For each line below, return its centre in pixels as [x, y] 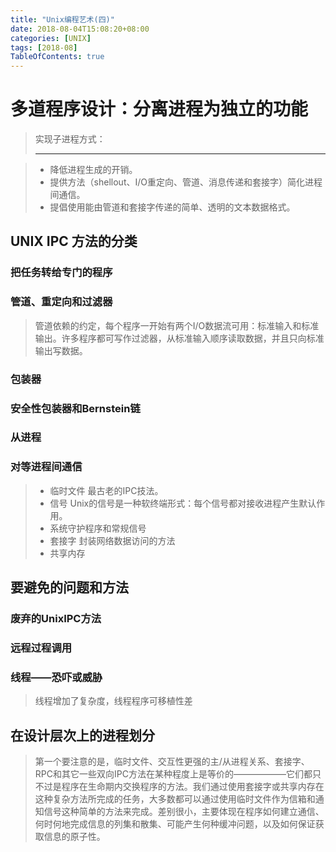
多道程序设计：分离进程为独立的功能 [159, 109]
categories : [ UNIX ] [51, 38]
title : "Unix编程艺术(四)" [62, 19]
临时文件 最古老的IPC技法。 [106, 490]
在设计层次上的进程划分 [82, 735]
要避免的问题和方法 [69, 587]
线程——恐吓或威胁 [56, 677]
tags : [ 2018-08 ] [44, 47]
